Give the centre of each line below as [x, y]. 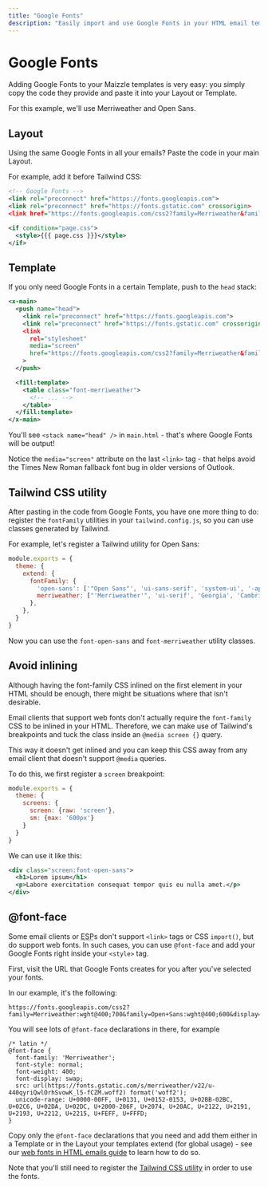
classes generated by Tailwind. [59, 528]
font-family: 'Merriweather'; [65, 1058]
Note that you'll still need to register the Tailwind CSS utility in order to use [130, 1167]
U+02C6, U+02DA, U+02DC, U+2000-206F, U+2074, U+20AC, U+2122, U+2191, [130, 1106]
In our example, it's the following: [63, 992]
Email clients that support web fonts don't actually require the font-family [130, 717]
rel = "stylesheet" [58, 339]
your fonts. [26, 977]
